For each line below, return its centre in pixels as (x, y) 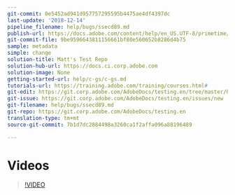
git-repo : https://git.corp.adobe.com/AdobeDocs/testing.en (97, 112)
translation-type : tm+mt (43, 118)
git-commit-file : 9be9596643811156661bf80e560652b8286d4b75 (97, 40)
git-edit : (22, 92)
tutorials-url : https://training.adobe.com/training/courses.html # (108, 86)
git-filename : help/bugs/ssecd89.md (60, 105)
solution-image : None (39, 72)
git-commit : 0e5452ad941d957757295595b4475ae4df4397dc (89, 14)
